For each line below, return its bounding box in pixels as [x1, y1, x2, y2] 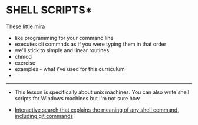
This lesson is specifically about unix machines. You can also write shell [14, 89, 190, 96]
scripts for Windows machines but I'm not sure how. [14, 94, 141, 102]
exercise [14, 59, 36, 66]
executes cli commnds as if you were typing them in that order [14, 40, 167, 48]
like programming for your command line [14, 34, 114, 41]
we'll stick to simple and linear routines [14, 46, 110, 53]
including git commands [14, 112, 74, 119]
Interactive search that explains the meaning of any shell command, [14, 106, 179, 113]
